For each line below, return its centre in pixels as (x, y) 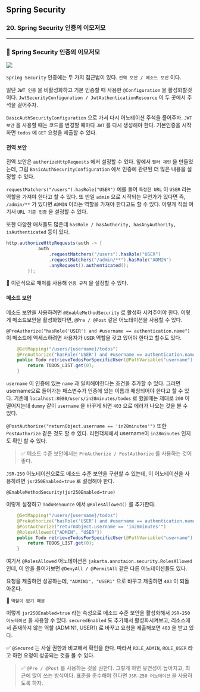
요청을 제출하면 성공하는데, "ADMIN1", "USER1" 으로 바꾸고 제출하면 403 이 (92, 581)
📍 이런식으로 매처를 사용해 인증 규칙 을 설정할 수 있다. (67, 283)
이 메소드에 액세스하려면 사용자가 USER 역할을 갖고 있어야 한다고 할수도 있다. (94, 337)
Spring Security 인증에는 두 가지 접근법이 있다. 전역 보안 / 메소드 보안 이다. (94, 77)
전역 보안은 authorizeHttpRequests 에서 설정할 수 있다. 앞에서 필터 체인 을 (92, 162)
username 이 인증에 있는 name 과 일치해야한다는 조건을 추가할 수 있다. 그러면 (93, 383)
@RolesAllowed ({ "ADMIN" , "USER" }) (60, 532)
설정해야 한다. (99, 481)
